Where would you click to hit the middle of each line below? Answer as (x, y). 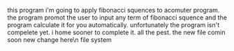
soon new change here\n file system (59, 40)
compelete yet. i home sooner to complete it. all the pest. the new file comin (116, 32)
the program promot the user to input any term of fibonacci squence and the (117, 17)
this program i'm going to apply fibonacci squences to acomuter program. (114, 10)
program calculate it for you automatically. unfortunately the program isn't (114, 25)
